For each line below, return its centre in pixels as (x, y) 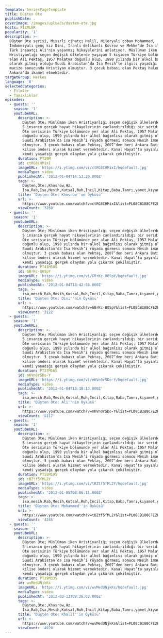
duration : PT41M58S (37, 267)
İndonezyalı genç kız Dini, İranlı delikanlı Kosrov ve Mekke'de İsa (81, 46)
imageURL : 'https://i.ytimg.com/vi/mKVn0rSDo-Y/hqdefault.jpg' (83, 380)
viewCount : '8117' (36, 416)
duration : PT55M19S (37, 474)
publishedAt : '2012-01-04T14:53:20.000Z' (60, 177)
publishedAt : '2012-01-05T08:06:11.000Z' (60, 493)
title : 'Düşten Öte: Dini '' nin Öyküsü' (58, 298)
